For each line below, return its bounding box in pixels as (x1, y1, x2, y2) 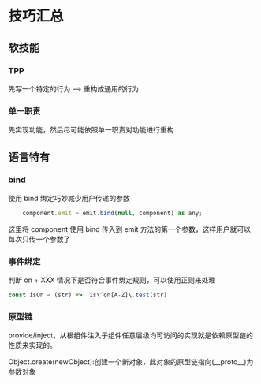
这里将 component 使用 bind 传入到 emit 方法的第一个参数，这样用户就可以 (8, 224, 251, 233)
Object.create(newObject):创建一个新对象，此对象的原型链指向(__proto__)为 (8, 357, 254, 367)
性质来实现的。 (8, 341, 57, 350)
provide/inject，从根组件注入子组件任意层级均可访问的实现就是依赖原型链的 (8, 330, 254, 340)
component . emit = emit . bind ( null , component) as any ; (22, 209, 203, 217)
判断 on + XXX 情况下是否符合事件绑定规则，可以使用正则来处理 (8, 275, 216, 285)
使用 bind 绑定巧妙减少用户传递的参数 (8, 193, 130, 203)
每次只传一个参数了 (8, 234, 71, 244)
